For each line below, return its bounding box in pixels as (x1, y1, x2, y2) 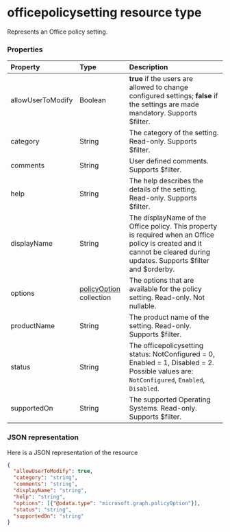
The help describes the (129, 176, 204, 186)
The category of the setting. (129, 128, 219, 138)
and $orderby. (129, 264, 175, 274)
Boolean (79, 95, 106, 105)
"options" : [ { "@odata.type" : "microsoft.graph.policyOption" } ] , (13, 500, 201, 507)
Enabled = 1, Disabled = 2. (129, 358, 214, 368)
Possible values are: (129, 367, 194, 376)
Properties (7, 45, 43, 54)
